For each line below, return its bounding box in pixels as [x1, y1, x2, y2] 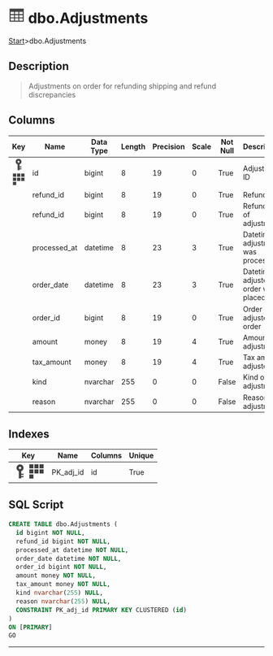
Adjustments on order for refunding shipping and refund [28, 80, 217, 91]
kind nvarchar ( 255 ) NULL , [15, 589, 104, 597]
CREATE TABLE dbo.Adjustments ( [8, 520, 118, 528]
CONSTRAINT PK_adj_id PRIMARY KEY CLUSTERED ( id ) [15, 606, 187, 614]
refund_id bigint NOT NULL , [15, 537, 111, 545]
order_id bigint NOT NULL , [15, 563, 107, 571]
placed [242, 293, 266, 302]
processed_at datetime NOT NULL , [15, 545, 129, 554]
